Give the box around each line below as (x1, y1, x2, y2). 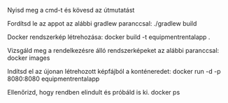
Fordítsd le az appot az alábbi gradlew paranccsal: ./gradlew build (7, 19, 197, 27)
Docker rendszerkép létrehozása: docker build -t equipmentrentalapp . (7, 33, 211, 41)
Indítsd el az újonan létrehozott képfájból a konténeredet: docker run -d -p (7, 68, 221, 75)
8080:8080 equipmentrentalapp (7, 74, 100, 83)
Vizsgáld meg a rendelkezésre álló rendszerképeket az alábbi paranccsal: (7, 47, 220, 54)
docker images (7, 54, 50, 62)
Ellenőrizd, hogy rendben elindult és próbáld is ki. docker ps (7, 88, 180, 96)
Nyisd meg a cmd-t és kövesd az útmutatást (7, 6, 135, 14)
